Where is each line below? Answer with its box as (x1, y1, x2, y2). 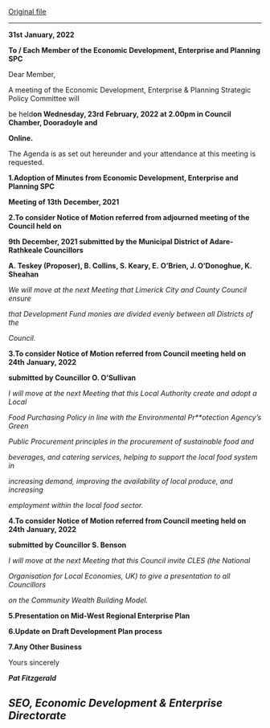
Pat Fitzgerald (8, 673, 57, 682)
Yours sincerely (8, 658, 60, 667)
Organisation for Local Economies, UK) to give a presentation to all (8, 571, 231, 581)
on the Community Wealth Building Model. (8, 595, 149, 605)
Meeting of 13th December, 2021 (8, 197, 120, 207)
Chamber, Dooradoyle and (8, 118, 98, 127)
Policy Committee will (8, 94, 80, 103)
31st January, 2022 (8, 30, 75, 39)
